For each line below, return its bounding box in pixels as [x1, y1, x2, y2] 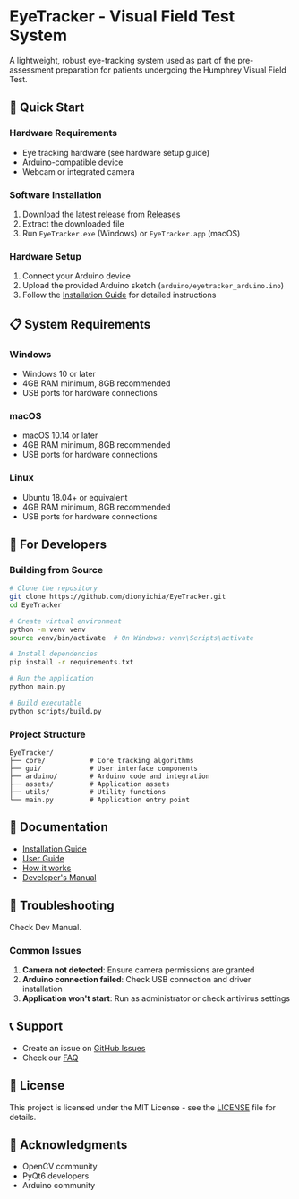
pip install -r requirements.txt [9, 658, 134, 667]
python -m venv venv [9, 625, 87, 634]
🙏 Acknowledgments [9, 1137, 128, 1152]
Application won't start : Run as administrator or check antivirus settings [21, 992, 291, 1004]
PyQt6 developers [21, 1170, 90, 1181]
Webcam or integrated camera [21, 166, 136, 176]
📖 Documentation [9, 819, 109, 835]
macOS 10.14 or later [21, 430, 98, 441]
